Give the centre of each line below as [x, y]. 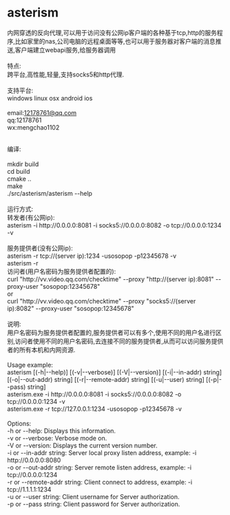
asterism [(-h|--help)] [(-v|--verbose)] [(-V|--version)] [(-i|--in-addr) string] [115, 372]
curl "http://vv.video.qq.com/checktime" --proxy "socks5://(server [102, 301]
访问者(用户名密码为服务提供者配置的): [62, 271]
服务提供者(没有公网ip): [40, 248]
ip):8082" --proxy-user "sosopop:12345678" [71, 308]
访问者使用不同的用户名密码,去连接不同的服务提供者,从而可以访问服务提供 [119, 341]
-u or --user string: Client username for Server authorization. [93, 496]
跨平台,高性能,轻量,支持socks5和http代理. [66, 74]
